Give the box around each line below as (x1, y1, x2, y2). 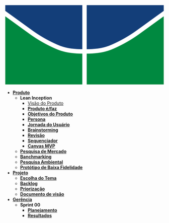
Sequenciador (27, 138, 58, 143)
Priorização (20, 186, 45, 192)
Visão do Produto (27, 100, 64, 106)
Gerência (12, 196, 33, 202)
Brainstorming (27, 127, 59, 133)
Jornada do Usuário (27, 122, 70, 127)
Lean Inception (20, 95, 52, 101)
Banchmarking (20, 154, 52, 160)
